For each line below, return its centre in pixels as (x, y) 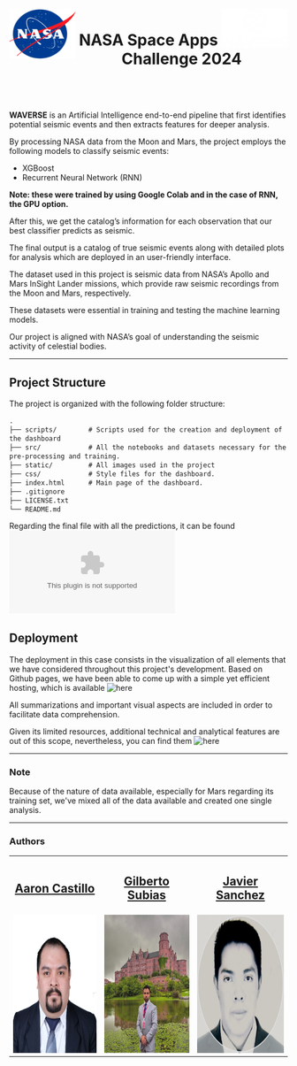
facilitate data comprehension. (65, 714)
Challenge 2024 (182, 59)
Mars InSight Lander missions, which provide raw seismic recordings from (144, 284)
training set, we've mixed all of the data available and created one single (141, 801)
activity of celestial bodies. (58, 346)
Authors (27, 841)
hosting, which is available (57, 687)
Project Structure (57, 383)
